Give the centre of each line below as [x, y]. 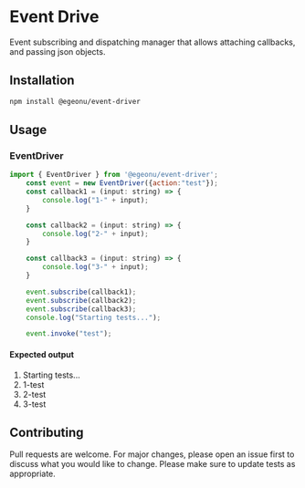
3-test [34, 404]
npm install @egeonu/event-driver [75, 101]
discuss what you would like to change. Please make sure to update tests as [152, 464]
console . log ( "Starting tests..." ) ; [94, 317]
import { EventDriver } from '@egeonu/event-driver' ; [114, 175]
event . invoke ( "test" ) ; [69, 334]
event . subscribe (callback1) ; [81, 292]
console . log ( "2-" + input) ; [95, 234]
